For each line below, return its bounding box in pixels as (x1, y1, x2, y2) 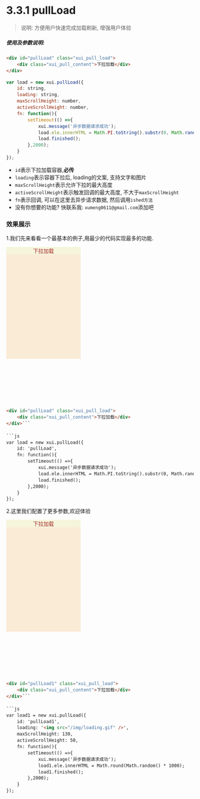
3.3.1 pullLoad (6, 4, 76, 17)
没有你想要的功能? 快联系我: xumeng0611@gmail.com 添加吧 (14, 204, 154, 211)
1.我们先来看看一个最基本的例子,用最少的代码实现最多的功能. (6, 235, 154, 242)
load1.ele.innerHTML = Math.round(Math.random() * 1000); (37, 763, 185, 769)
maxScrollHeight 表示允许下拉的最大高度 (14, 181, 113, 188)
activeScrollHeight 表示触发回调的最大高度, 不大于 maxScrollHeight (14, 189, 180, 196)
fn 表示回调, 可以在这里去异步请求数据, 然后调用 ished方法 (14, 196, 153, 203)
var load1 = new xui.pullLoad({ (6, 712, 86, 718)
